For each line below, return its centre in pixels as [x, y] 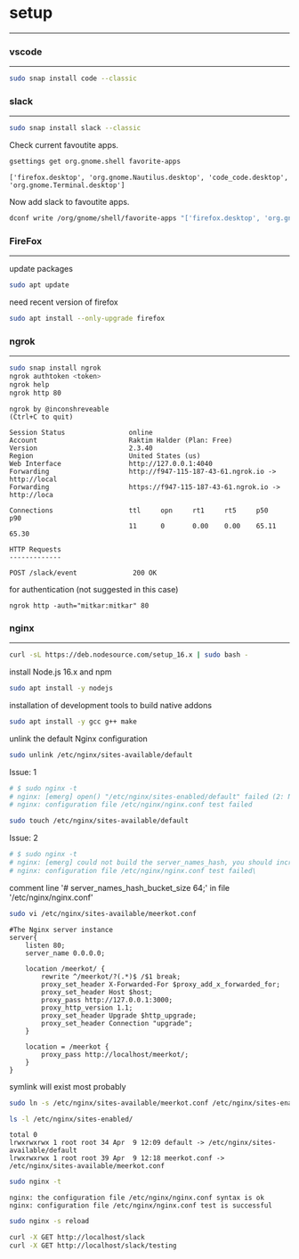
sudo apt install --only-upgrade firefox [87, 319]
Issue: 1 [23, 772]
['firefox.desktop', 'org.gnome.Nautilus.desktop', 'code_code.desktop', [149, 178]
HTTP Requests [36, 549]
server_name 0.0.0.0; [65, 953]
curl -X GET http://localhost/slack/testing [93, 1246]
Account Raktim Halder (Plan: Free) [121, 440]
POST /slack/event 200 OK [83, 573]
